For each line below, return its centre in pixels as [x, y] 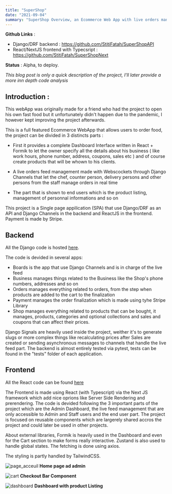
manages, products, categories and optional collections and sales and [87, 316]
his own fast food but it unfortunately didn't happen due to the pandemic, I [84, 115]
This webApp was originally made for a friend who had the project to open [84, 109]
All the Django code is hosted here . [42, 248]
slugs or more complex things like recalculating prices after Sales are [78, 337]
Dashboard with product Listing [69, 486]
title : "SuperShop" [26, 10]
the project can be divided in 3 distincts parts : [54, 135]
